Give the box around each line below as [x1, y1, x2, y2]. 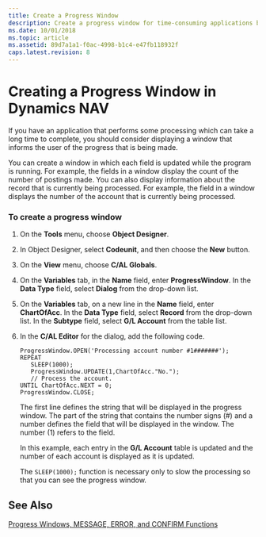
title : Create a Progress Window [8, 11, 119, 20]
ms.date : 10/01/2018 [8, 26, 77, 34]
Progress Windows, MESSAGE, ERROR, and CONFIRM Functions [8, 520, 218, 529]
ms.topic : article [8, 33, 69, 42]
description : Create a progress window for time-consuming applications [8, 19, 253, 27]
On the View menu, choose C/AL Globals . [19, 260, 158, 270]
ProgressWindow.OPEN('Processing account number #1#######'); [19, 347, 230, 355]
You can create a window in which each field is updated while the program [8, 158, 252, 167]
